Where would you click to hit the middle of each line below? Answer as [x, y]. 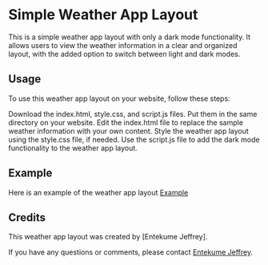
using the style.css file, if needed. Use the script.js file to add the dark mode [134, 139]
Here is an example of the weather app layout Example [98, 192]
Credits [27, 217]
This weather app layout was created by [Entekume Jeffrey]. [108, 237]
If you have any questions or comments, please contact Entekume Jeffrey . [131, 252]
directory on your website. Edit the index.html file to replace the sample [126, 122]
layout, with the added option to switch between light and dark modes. [124, 54]
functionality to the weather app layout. [73, 148]
